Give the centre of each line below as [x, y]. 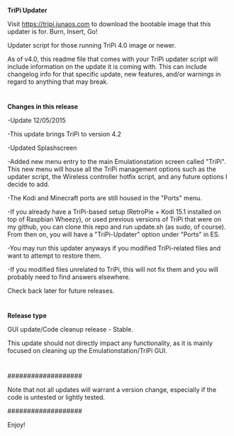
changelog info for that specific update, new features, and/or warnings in [114, 74]
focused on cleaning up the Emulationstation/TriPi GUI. [88, 351]
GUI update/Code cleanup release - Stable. [70, 329]
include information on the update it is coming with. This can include [107, 66]
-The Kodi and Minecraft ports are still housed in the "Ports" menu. [105, 198]
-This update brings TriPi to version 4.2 [65, 134]
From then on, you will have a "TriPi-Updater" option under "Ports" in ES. [114, 234]
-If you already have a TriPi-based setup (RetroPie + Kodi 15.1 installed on [114, 212]
